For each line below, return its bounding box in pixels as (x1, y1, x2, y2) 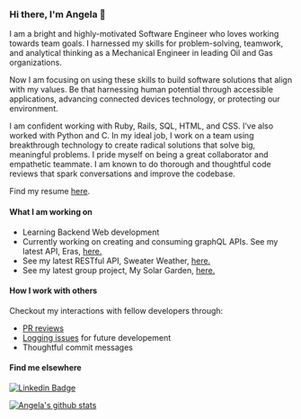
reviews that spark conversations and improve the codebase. (9, 168, 235, 179)
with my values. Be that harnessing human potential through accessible (9, 85, 274, 95)
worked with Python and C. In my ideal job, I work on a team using (9, 130, 254, 141)
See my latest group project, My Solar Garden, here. (22, 264, 216, 275)
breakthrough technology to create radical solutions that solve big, (9, 139, 256, 151)
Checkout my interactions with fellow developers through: (9, 305, 224, 316)
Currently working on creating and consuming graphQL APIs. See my (22, 236, 279, 246)
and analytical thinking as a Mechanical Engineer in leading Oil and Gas (9, 48, 273, 58)
